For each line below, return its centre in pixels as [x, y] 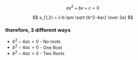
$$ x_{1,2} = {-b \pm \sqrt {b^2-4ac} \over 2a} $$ [83, 17]
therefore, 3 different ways [38, 30]
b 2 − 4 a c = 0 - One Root [37, 47]
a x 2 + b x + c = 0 [83, 8]
